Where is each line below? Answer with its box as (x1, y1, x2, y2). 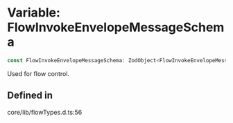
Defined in (7, 90, 53, 102)
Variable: (7, 5, 61, 21)
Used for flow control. (7, 69, 70, 77)
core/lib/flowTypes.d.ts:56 (7, 108, 83, 116)
